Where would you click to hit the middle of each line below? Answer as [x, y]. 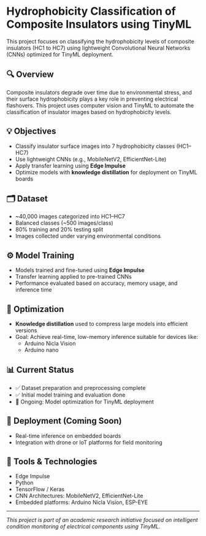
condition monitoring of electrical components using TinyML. [83, 527]
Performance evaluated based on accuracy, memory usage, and [96, 283]
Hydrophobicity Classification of [91, 11]
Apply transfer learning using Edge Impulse [70, 165]
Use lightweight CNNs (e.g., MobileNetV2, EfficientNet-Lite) [91, 159]
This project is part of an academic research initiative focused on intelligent [102, 520]
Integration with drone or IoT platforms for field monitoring [89, 442]
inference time [33, 290]
